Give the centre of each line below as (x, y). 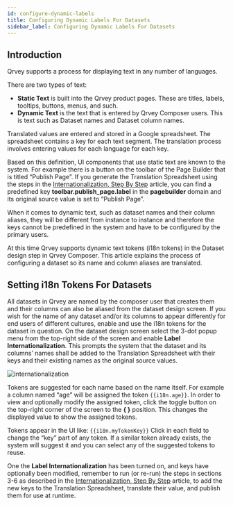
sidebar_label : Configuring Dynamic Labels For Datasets (91, 26)
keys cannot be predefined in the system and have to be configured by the (114, 227)
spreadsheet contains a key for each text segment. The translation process (114, 141)
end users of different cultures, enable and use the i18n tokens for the (107, 323)
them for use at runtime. (42, 495)
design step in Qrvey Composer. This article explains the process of (104, 256)
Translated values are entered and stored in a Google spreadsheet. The (109, 134)
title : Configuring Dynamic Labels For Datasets (79, 20)
